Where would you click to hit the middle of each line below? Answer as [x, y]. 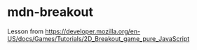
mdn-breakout [50, 12]
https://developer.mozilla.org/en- [93, 31]
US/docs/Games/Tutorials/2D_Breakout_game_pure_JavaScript [98, 38]
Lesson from [26, 31]
